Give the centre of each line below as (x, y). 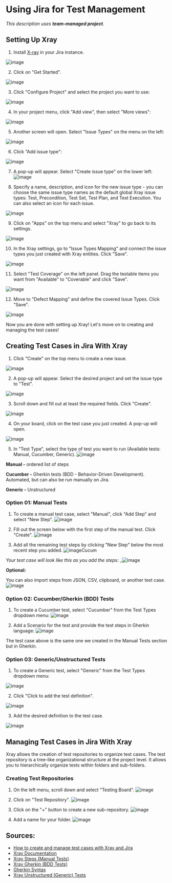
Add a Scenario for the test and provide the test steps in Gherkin (81, 625)
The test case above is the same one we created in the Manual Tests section (87, 641)
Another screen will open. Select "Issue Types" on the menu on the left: (89, 131)
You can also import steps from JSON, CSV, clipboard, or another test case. (85, 580)
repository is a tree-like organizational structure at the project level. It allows (86, 760)
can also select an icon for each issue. (54, 203)
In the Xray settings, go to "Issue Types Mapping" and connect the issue (90, 248)
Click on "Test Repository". (41, 799)
